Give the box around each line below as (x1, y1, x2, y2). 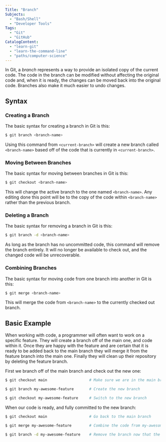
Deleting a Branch (5, 212, 49, 219)
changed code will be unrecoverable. (5, 252, 81, 258)
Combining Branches (5, 264, 57, 271)
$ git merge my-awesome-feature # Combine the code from (5, 423, 140, 428)
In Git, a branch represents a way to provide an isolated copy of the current (5, 67, 158, 73)
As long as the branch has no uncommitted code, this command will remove (5, 242, 160, 247)
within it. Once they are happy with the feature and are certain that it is (5, 343, 149, 349)
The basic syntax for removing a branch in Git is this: (5, 223, 113, 229)
